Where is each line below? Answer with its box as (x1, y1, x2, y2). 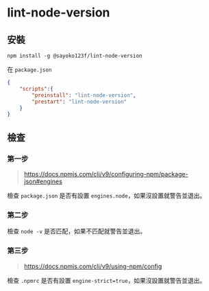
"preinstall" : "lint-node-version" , (32, 91, 136, 99)
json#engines (23, 177, 63, 185)
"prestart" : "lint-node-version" (32, 98, 127, 105)
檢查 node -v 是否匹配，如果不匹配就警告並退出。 (7, 227, 146, 235)
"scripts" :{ (19, 85, 53, 92)
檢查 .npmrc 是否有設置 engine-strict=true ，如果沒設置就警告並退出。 (7, 276, 206, 284)
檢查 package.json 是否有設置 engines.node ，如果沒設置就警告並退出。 (7, 191, 206, 200)
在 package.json (7, 65, 52, 73)
